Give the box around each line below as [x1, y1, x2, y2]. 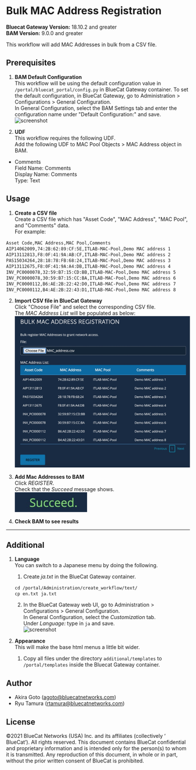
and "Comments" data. [14, 222, 70, 229]
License [6, 717, 36, 727]
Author [6, 678, 32, 688]
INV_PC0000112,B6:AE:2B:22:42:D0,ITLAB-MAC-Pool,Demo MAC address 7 [6, 281, 176, 287]
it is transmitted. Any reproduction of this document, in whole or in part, [6, 751, 178, 758]
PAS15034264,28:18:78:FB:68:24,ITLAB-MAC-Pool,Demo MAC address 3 [6, 257, 171, 264]
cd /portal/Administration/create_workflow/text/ [14, 585, 138, 591]
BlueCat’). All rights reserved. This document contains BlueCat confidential [6, 738, 186, 746]
